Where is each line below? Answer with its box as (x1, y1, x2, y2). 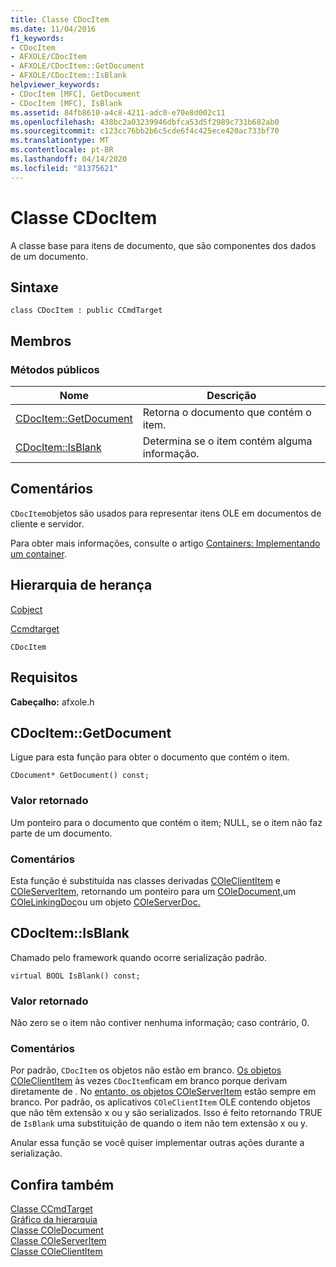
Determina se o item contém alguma (142, 434, 313, 448)
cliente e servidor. (10, 517, 85, 530)
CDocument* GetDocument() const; (10, 771, 150, 781)
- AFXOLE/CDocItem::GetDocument (10, 61, 145, 71)
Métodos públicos (10, 362, 100, 376)
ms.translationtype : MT (10, 136, 110, 146)
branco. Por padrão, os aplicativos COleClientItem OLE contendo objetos (10, 1096, 312, 1108)
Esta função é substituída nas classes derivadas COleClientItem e (10, 874, 282, 886)
